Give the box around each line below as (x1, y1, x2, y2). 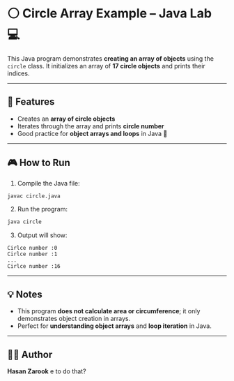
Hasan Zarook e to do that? (7, 367, 86, 375)
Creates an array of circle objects (17, 114, 116, 123)
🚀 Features (7, 96, 55, 108)
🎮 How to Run (7, 157, 71, 169)
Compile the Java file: (17, 179, 80, 187)
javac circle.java (7, 193, 61, 200)
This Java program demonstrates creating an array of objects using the (7, 54, 214, 63)
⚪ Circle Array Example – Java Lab (7, 6, 212, 22)
